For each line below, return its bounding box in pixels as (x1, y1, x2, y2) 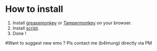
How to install (5, 3, 64, 15)
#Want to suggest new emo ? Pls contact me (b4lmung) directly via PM (5, 40, 152, 46)
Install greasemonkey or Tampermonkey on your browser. (12, 20, 132, 26)
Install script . (12, 25, 39, 31)
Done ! (12, 30, 27, 36)
